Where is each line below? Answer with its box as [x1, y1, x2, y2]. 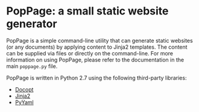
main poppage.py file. [6, 62, 58, 70]
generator [6, 17, 57, 31]
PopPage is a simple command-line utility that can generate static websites [6, 37, 193, 44]
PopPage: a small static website [6, 4, 169, 18]
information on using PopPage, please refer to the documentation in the [6, 56, 185, 63]
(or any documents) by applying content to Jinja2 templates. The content [6, 43, 188, 51]
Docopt [14, 86, 34, 93]
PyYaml [14, 98, 34, 106]
